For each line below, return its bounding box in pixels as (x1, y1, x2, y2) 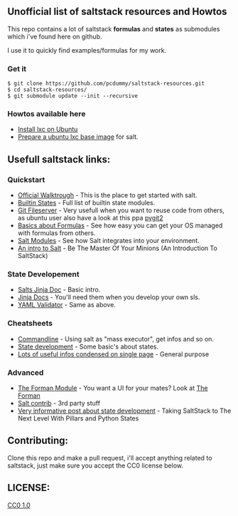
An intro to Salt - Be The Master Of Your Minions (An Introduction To (17, 244, 218, 252)
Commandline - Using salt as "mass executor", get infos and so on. (17, 334, 215, 343)
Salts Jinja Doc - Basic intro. (17, 285, 101, 294)
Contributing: (7, 435, 69, 447)
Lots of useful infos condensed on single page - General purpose (17, 349, 210, 358)
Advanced (7, 367, 44, 377)
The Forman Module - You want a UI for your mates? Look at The (17, 383, 208, 392)
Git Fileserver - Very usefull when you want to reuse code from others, (17, 206, 225, 215)
